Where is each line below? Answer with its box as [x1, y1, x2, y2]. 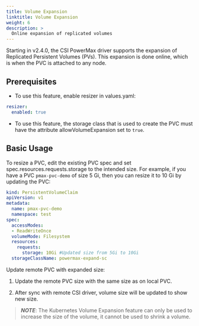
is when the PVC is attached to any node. [6, 60, 107, 67]
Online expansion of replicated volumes [11, 31, 113, 37]
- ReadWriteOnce [11, 228, 52, 234]
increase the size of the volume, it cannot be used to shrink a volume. [20, 313, 191, 320]
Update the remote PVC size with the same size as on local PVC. [14, 277, 172, 285]
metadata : [6, 201, 31, 206]
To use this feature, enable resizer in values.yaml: [14, 92, 136, 99]
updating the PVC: [6, 178, 51, 185]
